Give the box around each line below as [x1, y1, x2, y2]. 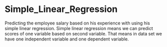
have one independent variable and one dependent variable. [4, 36, 129, 42]
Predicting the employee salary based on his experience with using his [4, 20, 150, 26]
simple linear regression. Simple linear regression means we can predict [4, 25, 153, 31]
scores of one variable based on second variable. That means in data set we [4, 30, 162, 36]
